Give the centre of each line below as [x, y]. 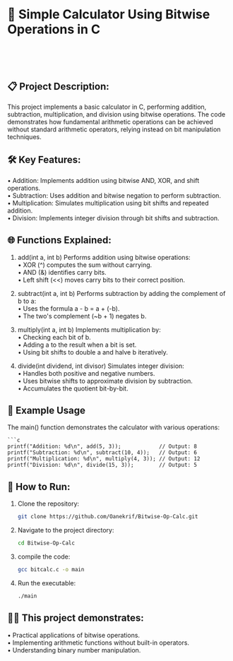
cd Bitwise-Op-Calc [46, 543]
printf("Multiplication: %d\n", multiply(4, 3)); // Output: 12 [104, 459]
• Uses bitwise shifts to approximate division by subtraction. [105, 381]
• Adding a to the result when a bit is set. [77, 345]
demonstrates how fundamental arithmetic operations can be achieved [110, 122]
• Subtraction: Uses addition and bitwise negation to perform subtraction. [114, 195]
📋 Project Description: [58, 87]
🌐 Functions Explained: [59, 240]
